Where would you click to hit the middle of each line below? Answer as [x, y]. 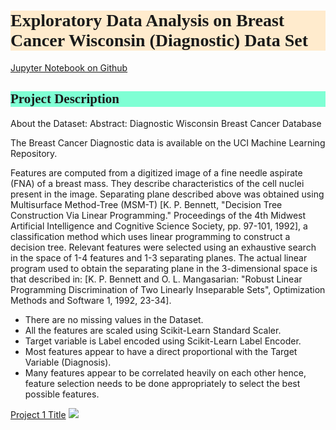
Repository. [34, 153]
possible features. [62, 394]
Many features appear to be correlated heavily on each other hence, [165, 372]
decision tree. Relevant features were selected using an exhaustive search [163, 247]
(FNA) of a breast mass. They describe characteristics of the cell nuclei [157, 183]
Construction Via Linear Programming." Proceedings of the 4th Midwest [158, 215]
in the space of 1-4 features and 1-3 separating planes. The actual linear [159, 257]
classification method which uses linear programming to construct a [150, 236]
